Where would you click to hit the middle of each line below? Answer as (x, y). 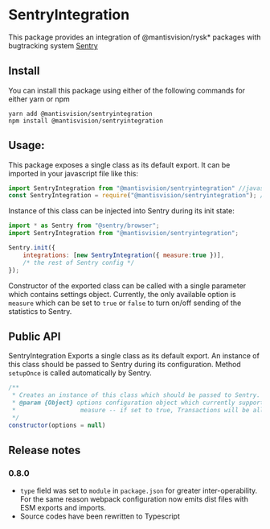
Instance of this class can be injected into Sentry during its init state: (122, 211)
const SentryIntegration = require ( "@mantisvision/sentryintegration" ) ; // (138, 196)
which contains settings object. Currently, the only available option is (122, 294)
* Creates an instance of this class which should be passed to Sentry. (136, 395)
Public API (35, 336)
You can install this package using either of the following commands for (127, 90)
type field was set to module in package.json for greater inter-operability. (139, 491)
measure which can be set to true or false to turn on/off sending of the (125, 303)
